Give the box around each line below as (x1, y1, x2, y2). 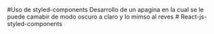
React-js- (180, 13, 207, 21)
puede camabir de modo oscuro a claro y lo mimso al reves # (7, 13, 180, 21)
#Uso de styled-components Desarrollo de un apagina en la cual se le (7, 6, 204, 13)
